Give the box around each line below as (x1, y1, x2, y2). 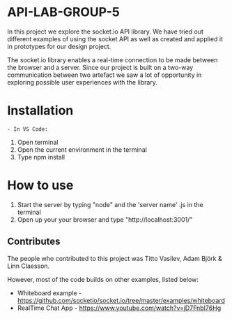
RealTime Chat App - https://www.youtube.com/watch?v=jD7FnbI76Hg (17, 304, 222, 312)
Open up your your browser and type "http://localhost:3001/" (17, 215, 193, 224)
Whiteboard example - (17, 288, 82, 297)
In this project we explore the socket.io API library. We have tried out (7, 27, 204, 36)
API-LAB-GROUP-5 (7, 4, 120, 20)
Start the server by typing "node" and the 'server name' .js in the (17, 200, 203, 208)
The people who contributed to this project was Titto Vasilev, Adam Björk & (7, 254, 222, 262)
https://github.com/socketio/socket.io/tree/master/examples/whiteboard (17, 296, 225, 304)
